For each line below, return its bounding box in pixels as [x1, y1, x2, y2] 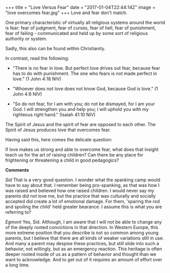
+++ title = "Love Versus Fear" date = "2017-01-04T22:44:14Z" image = [5, 5, 156, 10]
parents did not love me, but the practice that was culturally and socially [5, 193, 156, 199]
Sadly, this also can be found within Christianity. [5, 46, 106, 51]
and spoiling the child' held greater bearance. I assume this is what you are [5, 204, 162, 210]
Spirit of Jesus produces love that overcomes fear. [5, 127, 111, 133]
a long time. [5, 262, 30, 268]
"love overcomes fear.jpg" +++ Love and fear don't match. [5, 10, 128, 16]
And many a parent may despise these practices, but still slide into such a [5, 241, 159, 246]
